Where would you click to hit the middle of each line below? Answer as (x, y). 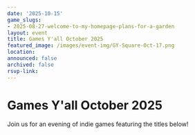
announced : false (32, 59)
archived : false (30, 65)
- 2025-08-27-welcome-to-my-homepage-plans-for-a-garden (91, 26)
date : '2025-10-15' (35, 13)
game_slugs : (24, 20)
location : (21, 52)
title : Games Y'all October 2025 (55, 39)
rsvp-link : (23, 71)
